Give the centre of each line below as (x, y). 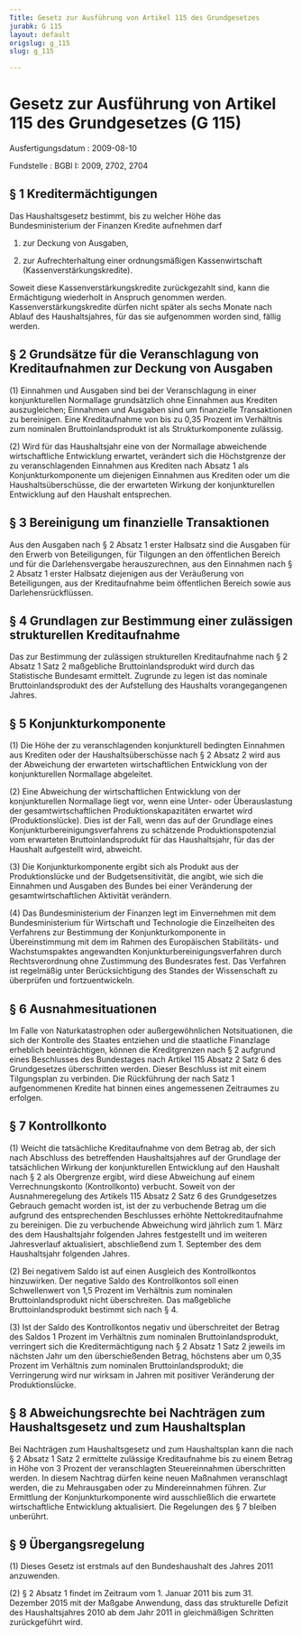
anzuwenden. (35, 1576)
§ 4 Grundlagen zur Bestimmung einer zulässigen (151, 621)
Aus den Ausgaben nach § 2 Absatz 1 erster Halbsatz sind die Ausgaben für (150, 544)
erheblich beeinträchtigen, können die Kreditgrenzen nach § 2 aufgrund (142, 1049)
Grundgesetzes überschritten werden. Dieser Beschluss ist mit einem (138, 1068)
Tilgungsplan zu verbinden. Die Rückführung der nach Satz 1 (122, 1078)
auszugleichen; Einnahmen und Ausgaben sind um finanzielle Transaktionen (151, 409)
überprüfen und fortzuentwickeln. (72, 981)
